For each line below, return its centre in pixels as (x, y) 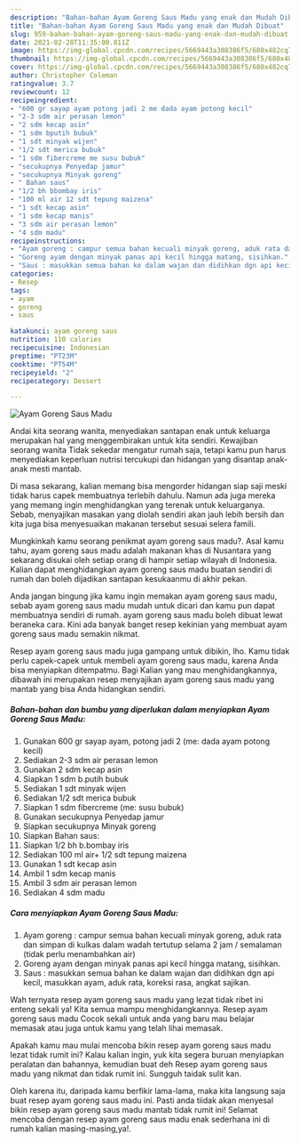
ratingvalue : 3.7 (42, 84)
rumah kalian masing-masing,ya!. (71, 1129)
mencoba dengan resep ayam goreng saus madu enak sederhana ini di (140, 1119)
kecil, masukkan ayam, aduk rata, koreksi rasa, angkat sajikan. (137, 983)
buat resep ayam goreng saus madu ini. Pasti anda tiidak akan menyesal (142, 1100)
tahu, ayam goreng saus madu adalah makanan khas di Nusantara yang (141, 551)
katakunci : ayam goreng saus (64, 331)
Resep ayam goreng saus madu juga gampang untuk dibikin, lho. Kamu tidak (150, 651)
